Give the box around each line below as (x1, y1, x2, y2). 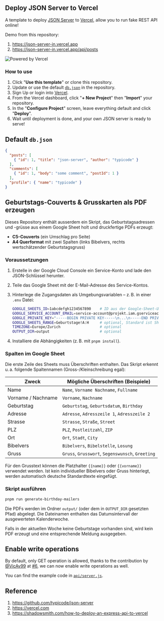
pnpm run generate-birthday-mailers (5, 496, 80, 502)
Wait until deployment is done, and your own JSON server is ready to (12, 116, 151, 122)
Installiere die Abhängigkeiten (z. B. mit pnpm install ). (12, 338, 121, 344)
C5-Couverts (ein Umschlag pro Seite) (12, 233, 91, 239)
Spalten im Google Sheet (5, 350, 65, 357)
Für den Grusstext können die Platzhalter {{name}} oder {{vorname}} (5, 463, 142, 469)
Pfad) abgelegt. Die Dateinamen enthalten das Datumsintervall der (5, 511, 138, 517)
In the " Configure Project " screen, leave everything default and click (12, 105, 151, 111)
